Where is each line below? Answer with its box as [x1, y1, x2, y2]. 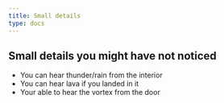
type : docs [8, 19, 45, 27]
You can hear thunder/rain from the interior [19, 70, 163, 80]
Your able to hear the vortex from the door [19, 88, 161, 97]
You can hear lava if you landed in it [19, 79, 139, 89]
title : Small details [8, 11, 81, 20]
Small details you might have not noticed [8, 49, 218, 63]
